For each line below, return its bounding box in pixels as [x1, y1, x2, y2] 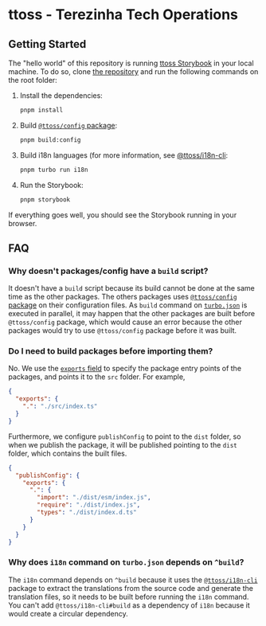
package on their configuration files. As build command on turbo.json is [8, 300, 248, 310]
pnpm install [19, 106, 64, 114]
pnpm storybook [19, 195, 71, 204]
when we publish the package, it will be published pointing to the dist [8, 440, 237, 449]
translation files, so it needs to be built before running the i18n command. [8, 592, 249, 601]
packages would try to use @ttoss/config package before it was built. [8, 326, 237, 335]
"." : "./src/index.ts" [22, 402, 98, 411]
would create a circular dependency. [8, 608, 129, 618]
